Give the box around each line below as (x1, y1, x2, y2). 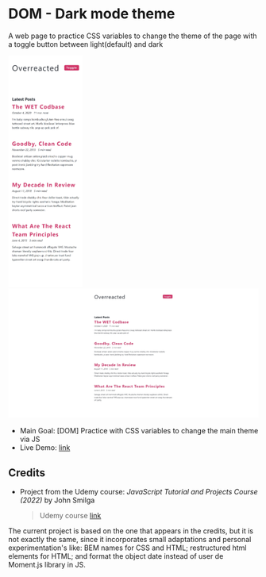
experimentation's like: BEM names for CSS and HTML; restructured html (8, 543, 247, 552)
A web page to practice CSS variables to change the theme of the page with (8, 31, 257, 40)
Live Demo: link (19, 443, 71, 452)
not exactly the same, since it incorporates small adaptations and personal (8, 534, 252, 544)
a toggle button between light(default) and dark (8, 39, 164, 48)
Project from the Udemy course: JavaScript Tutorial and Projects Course (19, 487, 258, 496)
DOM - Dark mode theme (8, 5, 175, 23)
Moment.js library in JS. (8, 560, 86, 569)
